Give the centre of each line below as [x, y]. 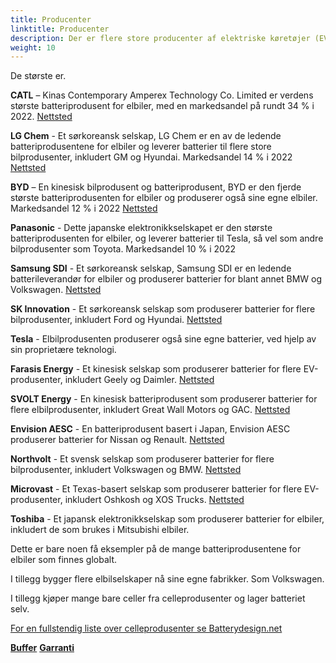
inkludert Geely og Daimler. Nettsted [139, 380]
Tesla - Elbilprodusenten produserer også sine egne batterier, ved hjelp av [163, 339]
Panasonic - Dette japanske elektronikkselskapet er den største [141, 228]
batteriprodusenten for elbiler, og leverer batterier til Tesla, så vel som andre [167, 238]
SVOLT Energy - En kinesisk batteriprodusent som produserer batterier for [164, 399]
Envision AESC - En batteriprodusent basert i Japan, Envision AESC [150, 429]
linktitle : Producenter [60, 29]
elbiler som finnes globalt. [64, 560]
